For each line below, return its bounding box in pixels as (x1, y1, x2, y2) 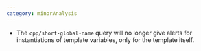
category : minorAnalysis (6, 10, 78, 17)
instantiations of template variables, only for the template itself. (16, 35, 195, 44)
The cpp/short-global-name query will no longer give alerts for (16, 29, 193, 37)
